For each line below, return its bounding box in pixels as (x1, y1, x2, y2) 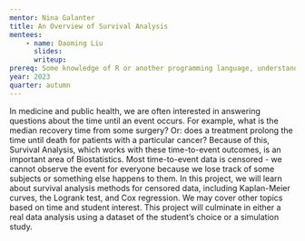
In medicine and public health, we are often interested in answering (9, 105, 261, 116)
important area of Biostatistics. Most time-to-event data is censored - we (9, 153, 283, 164)
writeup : (33, 55, 67, 64)
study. (9, 221, 34, 232)
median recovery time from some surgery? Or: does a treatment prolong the (9, 124, 293, 136)
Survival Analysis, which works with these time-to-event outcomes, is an (9, 144, 281, 155)
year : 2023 (9, 72, 51, 82)
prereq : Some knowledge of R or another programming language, (9, 64, 254, 73)
